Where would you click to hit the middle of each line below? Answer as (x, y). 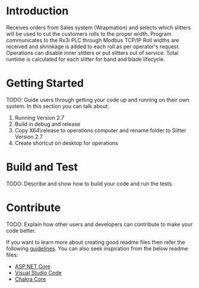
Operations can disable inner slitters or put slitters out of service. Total (92, 52)
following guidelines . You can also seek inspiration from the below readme (97, 248)
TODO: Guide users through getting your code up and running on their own (98, 100)
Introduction (37, 11)
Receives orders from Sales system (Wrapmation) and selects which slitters (99, 27)
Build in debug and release (48, 124)
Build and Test (42, 167)
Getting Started (45, 83)
